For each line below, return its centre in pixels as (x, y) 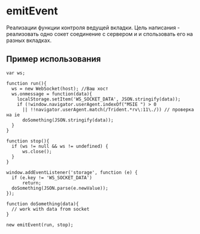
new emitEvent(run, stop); (40, 225)
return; (32, 183)
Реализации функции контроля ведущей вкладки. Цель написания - (93, 28)
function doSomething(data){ (43, 204)
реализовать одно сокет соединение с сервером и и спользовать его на (100, 34)
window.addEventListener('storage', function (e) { (72, 172)
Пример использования (54, 59)
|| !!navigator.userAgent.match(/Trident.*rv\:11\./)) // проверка (108, 110)
